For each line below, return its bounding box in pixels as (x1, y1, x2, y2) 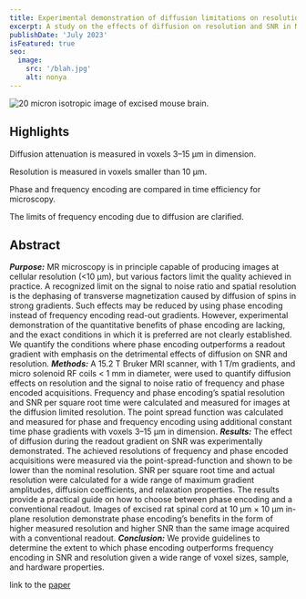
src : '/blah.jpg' (25, 65, 92, 74)
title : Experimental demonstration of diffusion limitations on (9, 13, 259, 23)
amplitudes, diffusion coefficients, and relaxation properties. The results (9, 484, 280, 495)
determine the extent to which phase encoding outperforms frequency (9, 542, 274, 553)
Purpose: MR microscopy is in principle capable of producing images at (9, 262, 280, 273)
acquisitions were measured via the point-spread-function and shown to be (9, 455, 293, 466)
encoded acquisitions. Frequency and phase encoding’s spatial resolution (9, 387, 285, 398)
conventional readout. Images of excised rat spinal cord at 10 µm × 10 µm (9, 503, 284, 515)
